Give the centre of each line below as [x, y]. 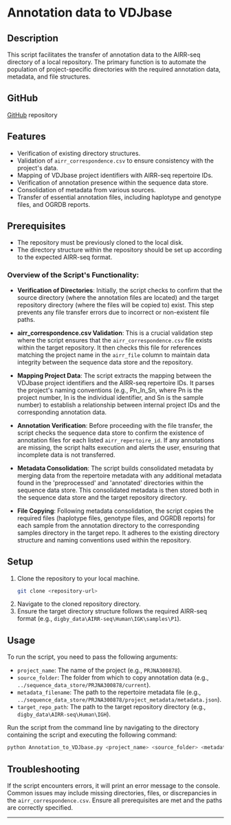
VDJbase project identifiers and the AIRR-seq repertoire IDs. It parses [116, 383]
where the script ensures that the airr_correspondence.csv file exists [114, 340]
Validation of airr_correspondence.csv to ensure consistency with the [115, 161]
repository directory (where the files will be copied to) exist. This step [115, 305]
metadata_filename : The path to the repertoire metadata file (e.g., [109, 692]
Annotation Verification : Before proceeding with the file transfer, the [115, 425]
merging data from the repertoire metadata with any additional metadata [119, 475]
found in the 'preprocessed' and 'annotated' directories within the [110, 482]
